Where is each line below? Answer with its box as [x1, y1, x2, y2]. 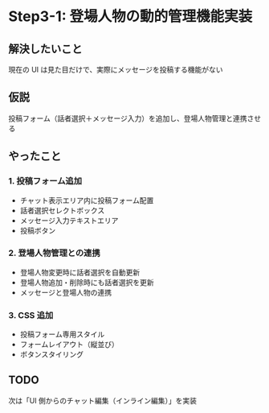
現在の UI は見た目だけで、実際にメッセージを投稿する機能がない [8, 65, 223, 74]
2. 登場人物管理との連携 [8, 247, 100, 258]
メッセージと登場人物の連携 [19, 287, 112, 297]
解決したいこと [8, 42, 83, 56]
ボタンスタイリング [19, 349, 84, 359]
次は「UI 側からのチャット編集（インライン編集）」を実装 [8, 395, 197, 405]
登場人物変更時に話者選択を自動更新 [19, 267, 141, 277]
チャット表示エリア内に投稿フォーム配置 [19, 195, 154, 205]
